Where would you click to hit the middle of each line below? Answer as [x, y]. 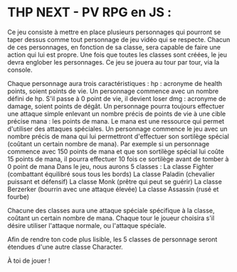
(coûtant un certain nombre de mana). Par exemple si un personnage [109, 143]
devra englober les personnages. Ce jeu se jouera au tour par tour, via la [114, 62]
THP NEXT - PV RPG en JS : [90, 12]
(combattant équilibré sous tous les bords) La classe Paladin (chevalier [111, 174]
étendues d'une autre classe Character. [65, 246]
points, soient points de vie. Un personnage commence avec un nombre [113, 91]
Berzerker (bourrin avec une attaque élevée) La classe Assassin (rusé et [113, 189]
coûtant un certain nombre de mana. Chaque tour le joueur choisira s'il [111, 218]
